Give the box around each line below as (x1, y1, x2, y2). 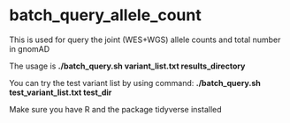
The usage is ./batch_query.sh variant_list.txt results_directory (9, 61, 246, 71)
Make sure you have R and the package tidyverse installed (9, 104, 223, 114)
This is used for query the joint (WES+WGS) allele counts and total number (9, 34, 281, 45)
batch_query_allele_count (9, 5, 202, 25)
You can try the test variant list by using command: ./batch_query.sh (9, 77, 261, 88)
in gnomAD (9, 43, 50, 54)
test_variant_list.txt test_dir (9, 87, 112, 98)
